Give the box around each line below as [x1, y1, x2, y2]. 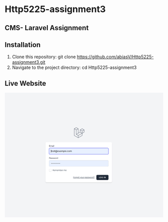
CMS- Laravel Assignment [5, 24, 89, 32]
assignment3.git [12, 59, 46, 65]
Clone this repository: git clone [12, 54, 76, 60]
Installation [5, 40, 41, 49]
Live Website [5, 79, 46, 87]
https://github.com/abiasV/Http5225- [76, 54, 154, 60]
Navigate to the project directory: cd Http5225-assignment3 [12, 64, 137, 71]
